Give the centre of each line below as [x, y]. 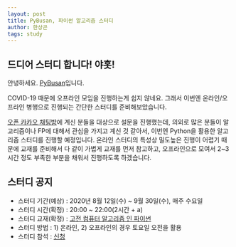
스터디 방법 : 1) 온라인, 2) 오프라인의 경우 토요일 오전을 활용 [100, 227]
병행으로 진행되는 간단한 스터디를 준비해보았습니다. [96, 107]
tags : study [25, 34]
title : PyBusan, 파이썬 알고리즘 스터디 [60, 21]
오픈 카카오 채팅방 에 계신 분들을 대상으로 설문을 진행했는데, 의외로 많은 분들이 [114, 122]
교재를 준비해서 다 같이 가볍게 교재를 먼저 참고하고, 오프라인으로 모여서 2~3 [125, 149]
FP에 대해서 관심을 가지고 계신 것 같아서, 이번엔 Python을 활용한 [127, 131]
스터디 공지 [30, 182]
